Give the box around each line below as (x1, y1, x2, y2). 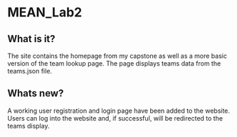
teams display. (7, 121, 50, 130)
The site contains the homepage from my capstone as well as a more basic (7, 51, 228, 60)
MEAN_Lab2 (7, 4, 83, 21)
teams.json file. (7, 67, 52, 75)
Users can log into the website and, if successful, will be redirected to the (7, 113, 223, 122)
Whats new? (7, 87, 64, 100)
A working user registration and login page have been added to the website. (7, 106, 230, 115)
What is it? (7, 33, 56, 45)
